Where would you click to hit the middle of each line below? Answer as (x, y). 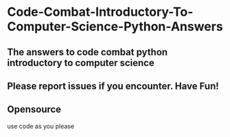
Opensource (34, 110)
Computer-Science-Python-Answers (115, 27)
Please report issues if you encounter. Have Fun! (113, 86)
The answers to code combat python (88, 52)
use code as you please (41, 126)
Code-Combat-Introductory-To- (100, 12)
